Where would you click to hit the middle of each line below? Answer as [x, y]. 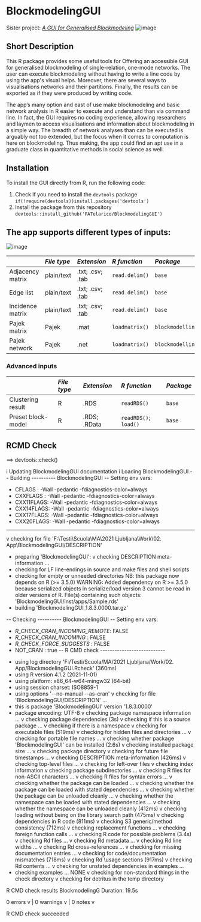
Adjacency [24, 271]
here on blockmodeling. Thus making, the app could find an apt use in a [95, 143]
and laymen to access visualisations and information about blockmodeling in [100, 124]
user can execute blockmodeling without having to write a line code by [93, 74]
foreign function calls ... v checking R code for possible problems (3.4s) [103, 834]
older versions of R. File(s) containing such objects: [78, 595]
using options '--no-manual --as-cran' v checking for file [85, 694]
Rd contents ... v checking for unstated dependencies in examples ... [99, 866]
